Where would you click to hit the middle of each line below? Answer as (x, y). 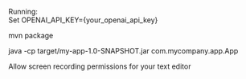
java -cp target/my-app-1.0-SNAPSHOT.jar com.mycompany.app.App (123, 51)
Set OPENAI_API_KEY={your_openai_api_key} (83, 20)
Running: (23, 12)
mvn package (31, 36)
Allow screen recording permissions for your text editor (100, 66)
